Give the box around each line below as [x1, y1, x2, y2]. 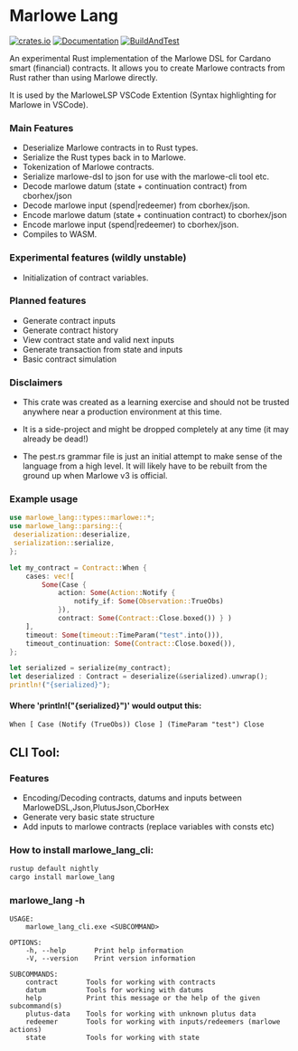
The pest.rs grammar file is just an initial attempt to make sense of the [22, 451, 283, 462]
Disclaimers [9, 376, 63, 389]
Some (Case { [42, 580, 88, 589]
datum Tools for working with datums [25, 986, 204, 995]
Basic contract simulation [22, 354, 117, 365]
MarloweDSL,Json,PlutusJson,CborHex [22, 801, 170, 812]
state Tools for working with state [25, 1033, 200, 1043]
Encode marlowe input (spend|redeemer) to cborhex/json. [22, 219, 239, 231]
